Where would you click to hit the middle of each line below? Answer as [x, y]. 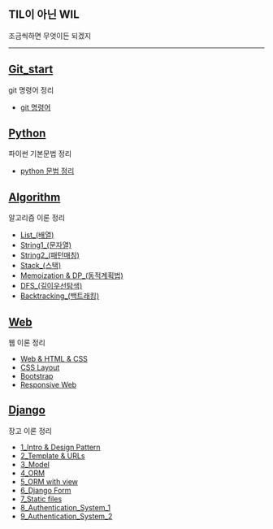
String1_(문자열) [45, 245]
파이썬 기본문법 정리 [40, 154]
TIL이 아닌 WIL [44, 15]
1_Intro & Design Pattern [60, 447]
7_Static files [41, 499]
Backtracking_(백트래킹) [60, 296]
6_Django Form [45, 490]
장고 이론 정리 [30, 431]
